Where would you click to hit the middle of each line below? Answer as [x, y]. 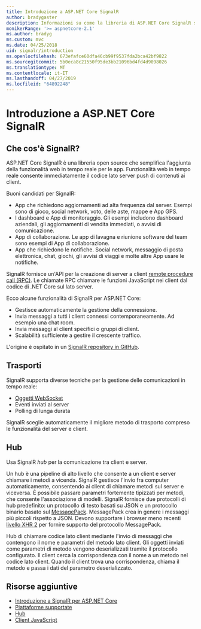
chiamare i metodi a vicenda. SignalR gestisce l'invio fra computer [88, 480]
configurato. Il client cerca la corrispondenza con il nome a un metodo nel [97, 555]
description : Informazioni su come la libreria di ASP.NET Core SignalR [99, 23]
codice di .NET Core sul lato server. [50, 287]
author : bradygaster [32, 17]
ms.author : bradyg [29, 34]
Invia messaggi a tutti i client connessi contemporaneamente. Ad [95, 316]
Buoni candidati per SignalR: [41, 193]
